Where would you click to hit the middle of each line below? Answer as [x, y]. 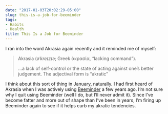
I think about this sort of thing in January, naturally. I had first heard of [79, 84]
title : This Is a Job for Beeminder [44, 34]
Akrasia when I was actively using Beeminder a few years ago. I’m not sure [84, 89]
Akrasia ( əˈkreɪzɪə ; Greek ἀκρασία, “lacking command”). [77, 59]
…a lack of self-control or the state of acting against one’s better [86, 68]
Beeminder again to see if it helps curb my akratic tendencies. [71, 106]
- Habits [15, 24]
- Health [15, 29]
